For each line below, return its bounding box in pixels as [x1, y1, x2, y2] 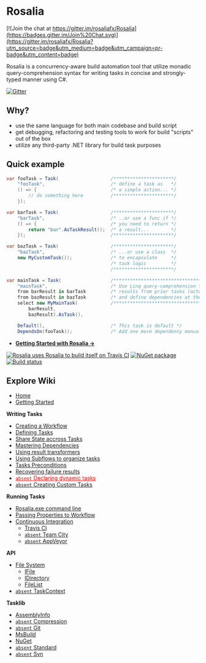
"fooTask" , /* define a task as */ [17, 181, 177, 187]
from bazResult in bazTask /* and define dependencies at [17, 294, 191, 300]
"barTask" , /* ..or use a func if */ [17, 215, 177, 221]
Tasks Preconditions [15, 461, 67, 469]
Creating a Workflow [15, 422, 67, 430]
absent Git [15, 624, 41, 632]
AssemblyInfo [15, 611, 50, 619]
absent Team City [24, 531, 69, 538]
